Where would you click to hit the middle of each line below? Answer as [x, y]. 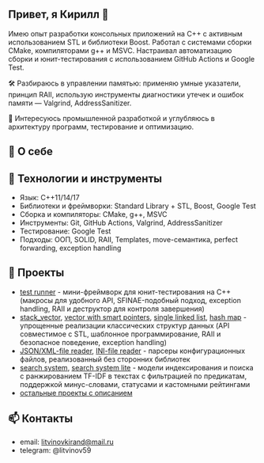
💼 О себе [31, 152]
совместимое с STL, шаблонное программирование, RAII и [120, 334]
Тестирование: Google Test [65, 231]
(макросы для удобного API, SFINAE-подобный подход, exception [130, 300]
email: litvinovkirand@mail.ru [67, 442]
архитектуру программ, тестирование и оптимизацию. [101, 127]
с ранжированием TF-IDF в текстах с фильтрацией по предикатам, [133, 376]
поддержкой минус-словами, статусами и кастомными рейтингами [135, 384]
